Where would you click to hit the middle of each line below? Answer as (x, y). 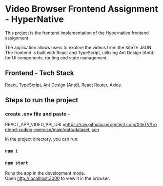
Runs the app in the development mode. (45, 173)
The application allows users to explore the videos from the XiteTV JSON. (79, 47)
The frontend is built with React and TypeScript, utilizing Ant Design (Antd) (80, 53)
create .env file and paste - (38, 114)
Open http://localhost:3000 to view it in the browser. (58, 178)
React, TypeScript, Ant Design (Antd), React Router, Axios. (64, 85)
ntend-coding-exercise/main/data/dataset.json (52, 130)
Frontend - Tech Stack (40, 73)
